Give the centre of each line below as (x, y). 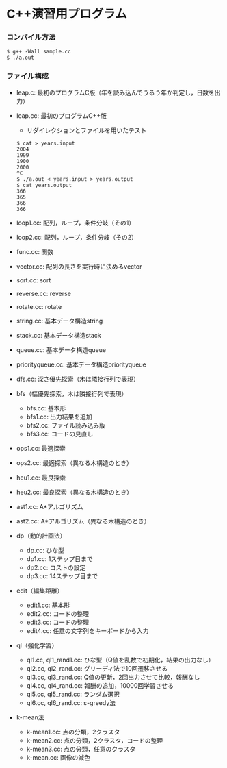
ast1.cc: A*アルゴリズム (50, 506)
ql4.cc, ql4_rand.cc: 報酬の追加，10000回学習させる (100, 685)
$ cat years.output (44, 185)
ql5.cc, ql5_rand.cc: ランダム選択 (73, 694)
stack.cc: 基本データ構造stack (58, 335)
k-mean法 (30, 717)
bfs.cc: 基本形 (46, 408)
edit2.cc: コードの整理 (58, 613)
